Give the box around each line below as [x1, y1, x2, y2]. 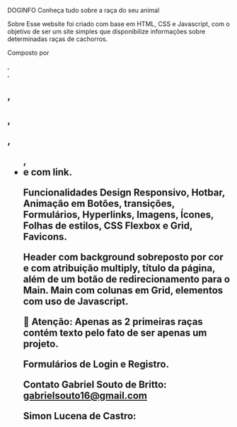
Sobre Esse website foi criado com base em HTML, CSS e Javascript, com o [7, 20, 230, 28]
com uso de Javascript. [23, 295, 129, 307]
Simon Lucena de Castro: [23, 410, 137, 422]
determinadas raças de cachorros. [7, 35, 108, 43]
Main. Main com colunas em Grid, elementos [23, 284, 224, 296]
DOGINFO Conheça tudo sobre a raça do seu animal [7, 6, 160, 14]
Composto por [7, 49, 50, 57]
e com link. [23, 166, 73, 178]
